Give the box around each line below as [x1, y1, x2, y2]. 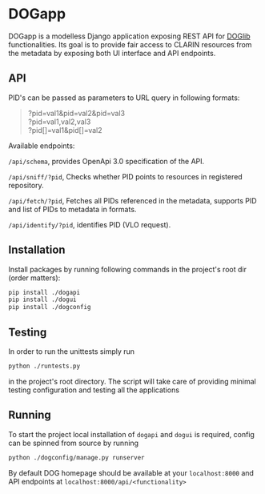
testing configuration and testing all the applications [8, 385, 180, 395]
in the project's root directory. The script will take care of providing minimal [8, 376, 256, 386]
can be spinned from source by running [8, 438, 139, 448]
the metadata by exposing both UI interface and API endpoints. [8, 48, 216, 58]
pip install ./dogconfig [8, 303, 91, 311]
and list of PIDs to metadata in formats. [8, 204, 137, 214]
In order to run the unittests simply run [8, 347, 135, 356]
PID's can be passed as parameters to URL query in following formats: [8, 93, 240, 102]
